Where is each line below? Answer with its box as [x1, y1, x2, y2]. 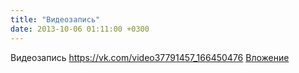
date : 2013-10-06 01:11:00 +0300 [10, 24, 150, 34]
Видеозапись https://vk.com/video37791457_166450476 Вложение [10, 51, 290, 63]
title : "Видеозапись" [10, 14, 101, 25]
